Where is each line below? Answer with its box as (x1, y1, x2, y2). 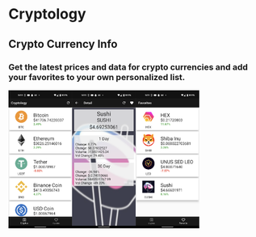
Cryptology (8, 5, 86, 23)
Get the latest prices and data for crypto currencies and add (8, 61, 249, 73)
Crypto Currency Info (8, 37, 118, 51)
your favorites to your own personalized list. (8, 71, 186, 83)
